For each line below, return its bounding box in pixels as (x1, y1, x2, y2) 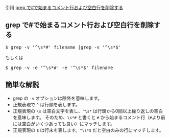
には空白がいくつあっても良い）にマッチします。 (12, 121, 115, 127)
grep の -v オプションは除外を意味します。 (12, 95, 102, 101)
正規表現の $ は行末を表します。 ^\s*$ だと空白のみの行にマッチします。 (12, 127, 164, 133)
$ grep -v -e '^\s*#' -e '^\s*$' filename (5, 64, 113, 71)
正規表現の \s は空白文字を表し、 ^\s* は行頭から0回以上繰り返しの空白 (12, 108, 163, 114)
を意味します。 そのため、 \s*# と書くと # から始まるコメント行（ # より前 (12, 114, 165, 120)
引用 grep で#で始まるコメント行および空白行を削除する (5, 5, 124, 10)
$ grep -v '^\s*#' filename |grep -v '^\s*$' (5, 44, 122, 50)
